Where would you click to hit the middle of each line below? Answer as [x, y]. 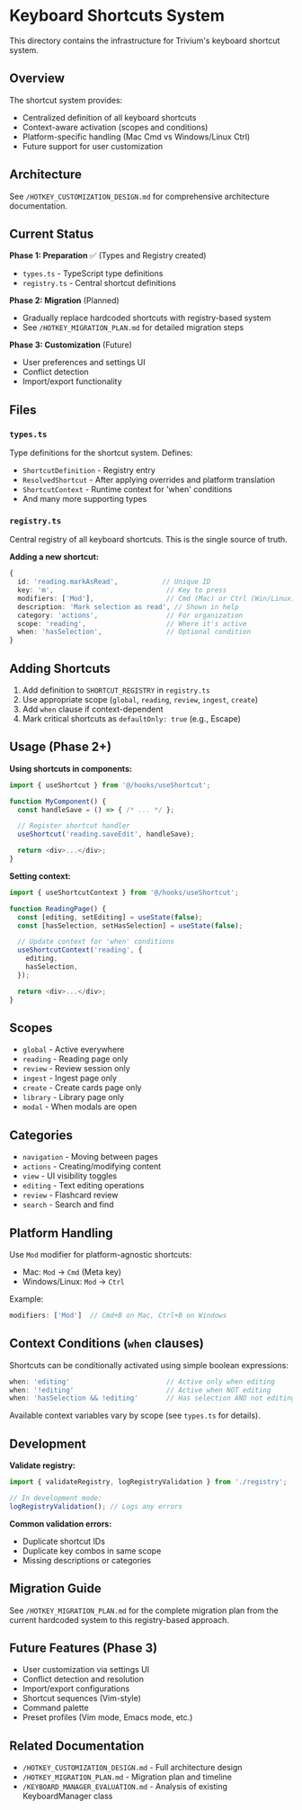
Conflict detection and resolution [83, 1680]
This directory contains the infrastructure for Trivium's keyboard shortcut [145, 40]
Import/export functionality [72, 381]
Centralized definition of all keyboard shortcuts [109, 117]
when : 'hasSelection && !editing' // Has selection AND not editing [152, 1398]
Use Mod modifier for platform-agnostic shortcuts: [101, 1255]
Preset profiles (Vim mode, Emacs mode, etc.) [107, 1717]
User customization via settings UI [86, 1670]
